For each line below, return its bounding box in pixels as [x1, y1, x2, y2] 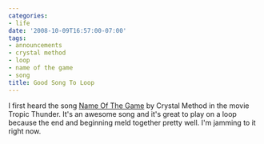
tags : [8, 34, 26, 42]
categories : [8, 11, 48, 20]
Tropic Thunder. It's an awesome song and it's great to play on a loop [8, 109, 238, 118]
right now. [8, 126, 42, 136]
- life [8, 19, 30, 27]
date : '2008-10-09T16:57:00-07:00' [8, 26, 127, 34]
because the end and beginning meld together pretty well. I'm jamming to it [8, 118, 256, 127]
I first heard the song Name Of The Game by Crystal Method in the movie [8, 101, 250, 110]
